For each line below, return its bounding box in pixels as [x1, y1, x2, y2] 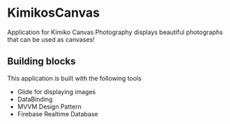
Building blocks [7, 56, 76, 68]
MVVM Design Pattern [17, 102, 82, 111]
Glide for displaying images [17, 87, 96, 95]
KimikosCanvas [7, 5, 100, 21]
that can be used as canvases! [7, 35, 95, 43]
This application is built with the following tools [7, 74, 141, 82]
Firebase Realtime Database [17, 109, 99, 118]
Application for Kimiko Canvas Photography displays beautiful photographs [7, 28, 223, 36]
